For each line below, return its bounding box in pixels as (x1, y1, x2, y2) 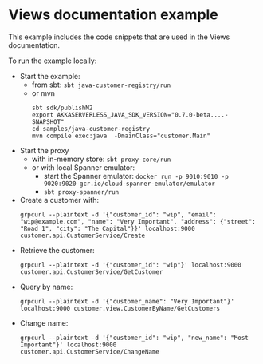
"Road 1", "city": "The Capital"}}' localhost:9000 (19, 224, 195, 232)
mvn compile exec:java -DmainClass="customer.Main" (31, 132, 211, 140)
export (31, 110, 54, 119)
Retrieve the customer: (19, 245, 95, 255)
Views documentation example (8, 6, 219, 24)
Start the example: (19, 71, 81, 81)
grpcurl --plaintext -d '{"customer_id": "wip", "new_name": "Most (19, 334, 249, 342)
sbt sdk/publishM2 (31, 104, 93, 112)
